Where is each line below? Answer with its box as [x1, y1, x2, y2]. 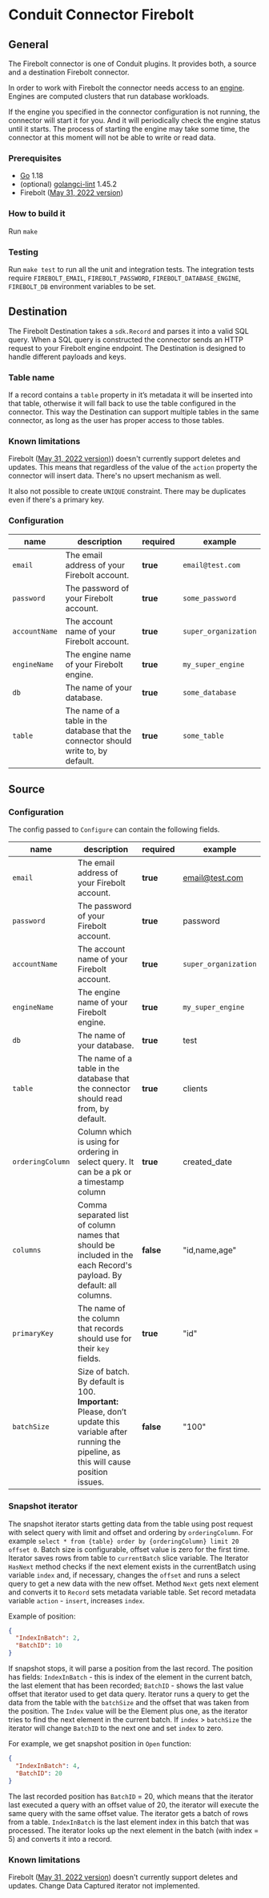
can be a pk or [77, 1167, 132, 1178]
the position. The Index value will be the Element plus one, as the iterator [8, 1706, 248, 1716]
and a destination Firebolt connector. [8, 67, 130, 77]
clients [183, 1083, 208, 1094]
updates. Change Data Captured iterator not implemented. [8, 1880, 200, 1890]
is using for [77, 1136, 120, 1147]
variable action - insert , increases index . [8, 1595, 146, 1605]
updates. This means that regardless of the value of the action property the [8, 462, 258, 472]
